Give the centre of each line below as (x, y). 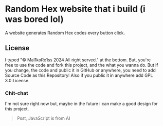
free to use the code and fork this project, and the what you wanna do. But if (81, 65)
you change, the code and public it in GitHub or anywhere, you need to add (80, 70)
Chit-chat (17, 93)
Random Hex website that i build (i (75, 9)
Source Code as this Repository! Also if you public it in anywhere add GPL (79, 75)
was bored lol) (35, 19)
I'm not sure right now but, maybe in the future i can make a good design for (81, 104)
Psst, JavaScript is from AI (44, 118)
